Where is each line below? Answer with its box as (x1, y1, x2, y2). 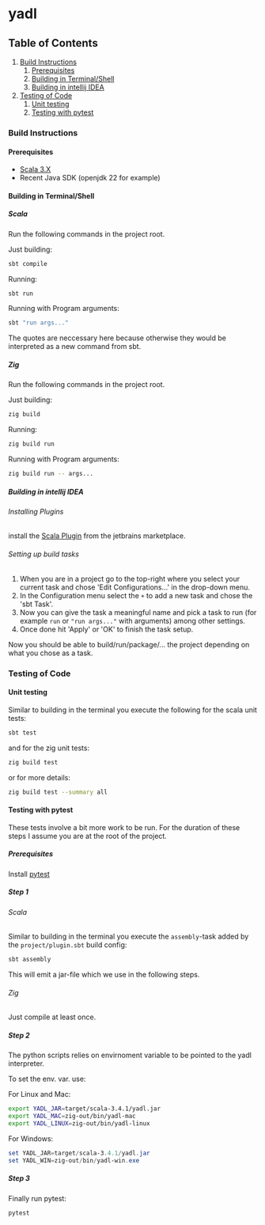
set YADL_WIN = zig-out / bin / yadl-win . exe (8, 1156, 140, 1164)
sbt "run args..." (8, 319, 69, 327)
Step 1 (8, 887, 29, 897)
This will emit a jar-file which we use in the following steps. (8, 970, 200, 980)
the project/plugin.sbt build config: (8, 940, 127, 950)
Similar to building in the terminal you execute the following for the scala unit (8, 705, 257, 715)
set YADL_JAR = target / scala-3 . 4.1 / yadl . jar (8, 1149, 150, 1157)
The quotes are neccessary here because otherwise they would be (8, 333, 227, 343)
